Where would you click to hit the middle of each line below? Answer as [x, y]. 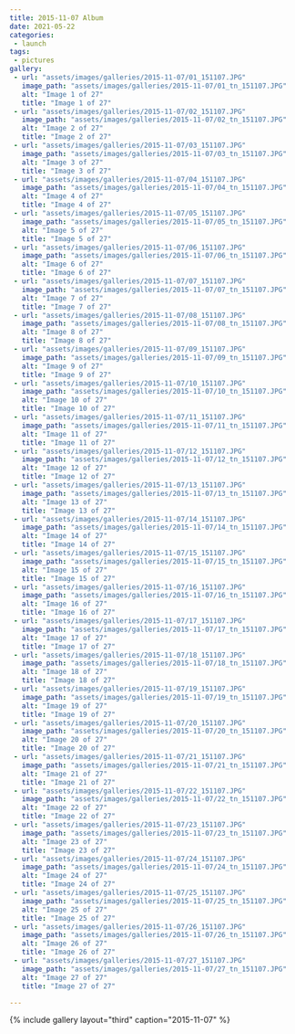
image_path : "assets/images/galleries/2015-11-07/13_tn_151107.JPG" [154, 493]
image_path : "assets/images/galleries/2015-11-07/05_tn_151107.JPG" [154, 222]
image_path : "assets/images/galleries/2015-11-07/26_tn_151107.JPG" [154, 935]
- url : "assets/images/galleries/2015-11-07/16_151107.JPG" [130, 587]
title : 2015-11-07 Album [56, 18]
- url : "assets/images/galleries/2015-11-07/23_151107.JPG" [130, 825]
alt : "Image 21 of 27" [64, 774]
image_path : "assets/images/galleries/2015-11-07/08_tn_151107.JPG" [154, 324]
